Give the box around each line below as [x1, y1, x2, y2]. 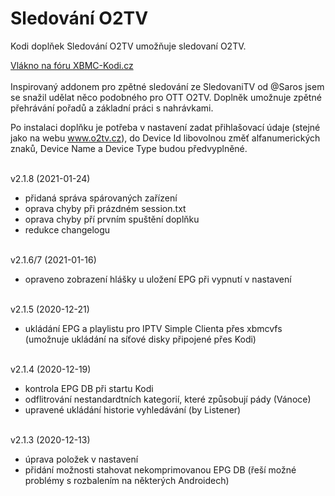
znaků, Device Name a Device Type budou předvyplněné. [10, 142, 248, 154]
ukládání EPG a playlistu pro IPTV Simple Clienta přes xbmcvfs [24, 322, 283, 334]
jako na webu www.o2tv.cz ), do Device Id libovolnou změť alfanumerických [10, 132, 321, 144]
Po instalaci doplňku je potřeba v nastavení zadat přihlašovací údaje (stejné [10, 121, 321, 133]
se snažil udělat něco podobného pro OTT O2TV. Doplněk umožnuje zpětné [10, 91, 322, 103]
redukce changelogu [24, 223, 111, 236]
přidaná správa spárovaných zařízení [24, 192, 178, 204]
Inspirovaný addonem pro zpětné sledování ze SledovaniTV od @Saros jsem [10, 80, 325, 92]
